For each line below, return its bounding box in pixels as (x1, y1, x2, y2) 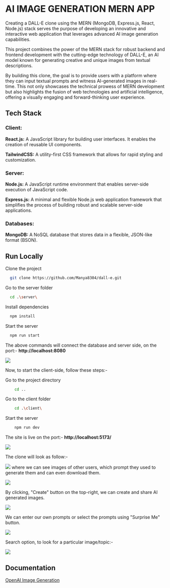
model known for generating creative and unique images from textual (5, 57, 151, 63)
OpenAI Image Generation (5, 577, 60, 583)
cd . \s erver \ (10, 295, 38, 300)
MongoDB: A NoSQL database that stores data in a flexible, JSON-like (5, 232, 153, 238)
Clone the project (5, 265, 42, 272)
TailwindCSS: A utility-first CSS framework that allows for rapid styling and (5, 151, 163, 157)
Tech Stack (5, 109, 42, 118)
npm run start (10, 333, 40, 338)
